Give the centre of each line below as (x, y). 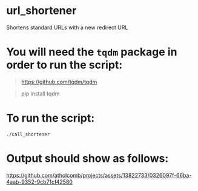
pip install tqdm (40, 93)
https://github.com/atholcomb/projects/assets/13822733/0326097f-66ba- (99, 175)
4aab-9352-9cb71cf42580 (39, 182)
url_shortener (41, 11)
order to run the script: (64, 65)
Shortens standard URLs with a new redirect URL (67, 27)
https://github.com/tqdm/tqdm (59, 82)
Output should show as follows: (87, 158)
